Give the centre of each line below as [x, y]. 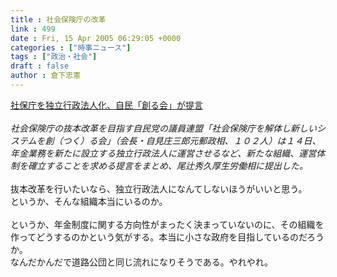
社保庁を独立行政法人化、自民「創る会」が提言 [106, 105]
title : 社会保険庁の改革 [58, 19]
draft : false [40, 66]
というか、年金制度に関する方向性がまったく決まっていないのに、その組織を [167, 224]
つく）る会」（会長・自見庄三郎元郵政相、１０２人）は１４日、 [192, 140]
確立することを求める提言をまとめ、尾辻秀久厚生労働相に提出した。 [167, 165]
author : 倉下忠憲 [46, 76]
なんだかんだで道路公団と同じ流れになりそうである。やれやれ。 [141, 262]
